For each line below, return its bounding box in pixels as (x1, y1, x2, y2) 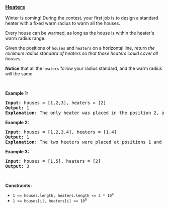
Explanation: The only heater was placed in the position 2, (5, 110, 159, 116)
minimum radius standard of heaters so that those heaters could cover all (5, 50, 158, 56)
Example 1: (5, 90, 29, 96)
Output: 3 (5, 163, 29, 169)
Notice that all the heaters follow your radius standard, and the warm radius (5, 65, 162, 71)
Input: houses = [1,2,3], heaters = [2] (5, 100, 107, 106)
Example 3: (5, 149, 29, 155)
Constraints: (5, 182, 32, 189)
